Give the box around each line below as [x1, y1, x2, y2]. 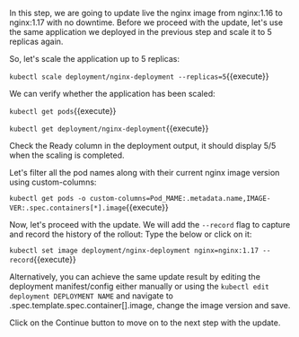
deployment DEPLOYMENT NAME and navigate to [9, 290, 173, 301]
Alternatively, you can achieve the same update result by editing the [9, 272, 260, 281]
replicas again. [9, 36, 64, 47]
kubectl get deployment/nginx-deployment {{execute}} [9, 123, 209, 134]
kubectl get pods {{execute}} [9, 106, 117, 116]
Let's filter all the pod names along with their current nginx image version [9, 168, 280, 177]
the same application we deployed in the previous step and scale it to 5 [9, 27, 272, 37]
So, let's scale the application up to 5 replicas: [9, 54, 180, 64]
